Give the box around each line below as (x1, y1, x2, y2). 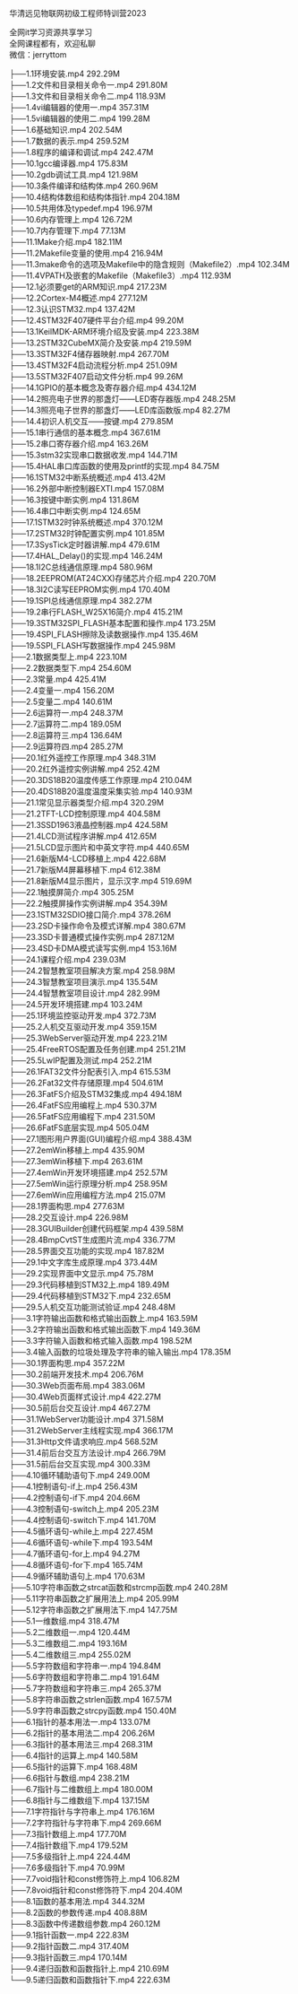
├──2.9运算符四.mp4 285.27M (9, 741, 123, 752)
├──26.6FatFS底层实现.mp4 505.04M (9, 1122, 149, 1133)
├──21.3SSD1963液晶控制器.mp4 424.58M (9, 820, 168, 830)
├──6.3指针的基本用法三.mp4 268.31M (9, 1739, 154, 1749)
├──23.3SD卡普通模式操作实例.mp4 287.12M (9, 932, 175, 942)
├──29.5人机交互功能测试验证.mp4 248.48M (9, 1302, 176, 1312)
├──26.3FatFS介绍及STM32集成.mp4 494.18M (9, 1089, 183, 1099)
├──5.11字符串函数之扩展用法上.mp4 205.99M (9, 1593, 179, 1604)
